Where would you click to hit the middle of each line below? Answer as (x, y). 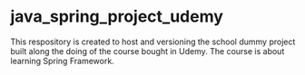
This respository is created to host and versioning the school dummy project (153, 42)
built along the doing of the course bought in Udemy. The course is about (148, 51)
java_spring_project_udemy (117, 17)
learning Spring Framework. (62, 61)
